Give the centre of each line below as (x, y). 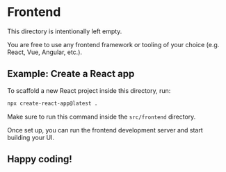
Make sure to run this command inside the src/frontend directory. (102, 117)
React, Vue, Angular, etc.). (45, 52)
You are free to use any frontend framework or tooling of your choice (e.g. (113, 44)
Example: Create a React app (71, 74)
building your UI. (31, 137)
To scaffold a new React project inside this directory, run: (89, 90)
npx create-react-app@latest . (53, 103)
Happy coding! (40, 159)
